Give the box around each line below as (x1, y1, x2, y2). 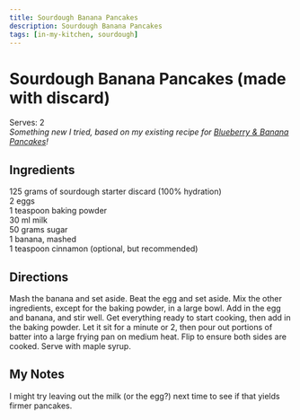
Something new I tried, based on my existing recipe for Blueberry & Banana (9, 127, 289, 137)
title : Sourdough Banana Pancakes (9, 13, 139, 22)
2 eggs (9, 196, 36, 206)
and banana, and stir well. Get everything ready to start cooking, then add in (9, 311, 292, 323)
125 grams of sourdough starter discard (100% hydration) (9, 186, 222, 197)
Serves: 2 (9, 118, 45, 128)
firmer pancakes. (9, 400, 73, 411)
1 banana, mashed (9, 234, 76, 245)
